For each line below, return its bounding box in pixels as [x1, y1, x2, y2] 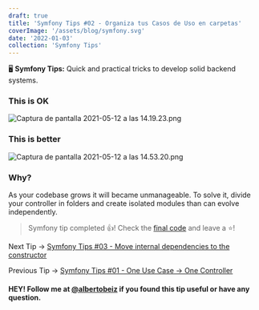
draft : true [8, 11, 48, 20]
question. [8, 292, 42, 302]
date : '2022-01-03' [8, 34, 74, 42]
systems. [8, 75, 38, 85]
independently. [8, 207, 58, 217]
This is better [8, 134, 62, 145]
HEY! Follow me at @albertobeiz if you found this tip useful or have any [8, 284, 250, 293]
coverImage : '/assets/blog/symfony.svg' [8, 26, 146, 34]
